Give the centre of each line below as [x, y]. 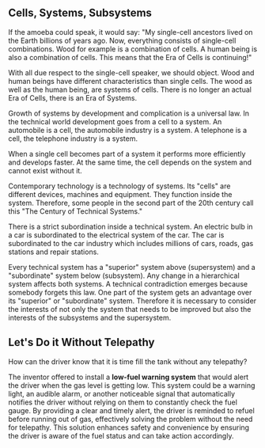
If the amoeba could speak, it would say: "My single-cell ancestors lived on [131, 32]
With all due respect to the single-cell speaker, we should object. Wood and [131, 72]
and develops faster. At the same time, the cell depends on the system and [130, 162]
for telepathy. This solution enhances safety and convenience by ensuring [129, 427]
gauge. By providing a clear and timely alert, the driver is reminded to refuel [131, 410]
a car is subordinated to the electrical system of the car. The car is [116, 235]
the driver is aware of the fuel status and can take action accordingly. [121, 435]
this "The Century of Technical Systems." [76, 211]
